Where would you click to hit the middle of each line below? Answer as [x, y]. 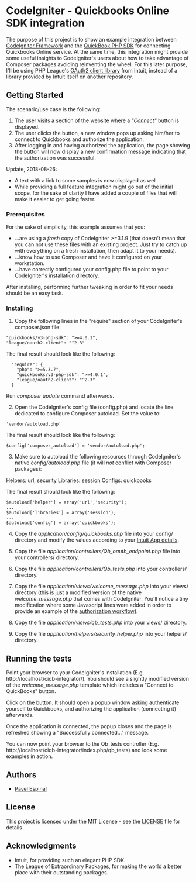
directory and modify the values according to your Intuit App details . [97, 540]
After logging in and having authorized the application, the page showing [102, 145]
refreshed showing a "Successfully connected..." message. [78, 733]
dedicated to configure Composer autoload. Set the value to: [87, 414]
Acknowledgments [42, 846]
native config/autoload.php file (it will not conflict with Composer [93, 463]
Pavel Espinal [30, 788]
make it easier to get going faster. [55, 199]
